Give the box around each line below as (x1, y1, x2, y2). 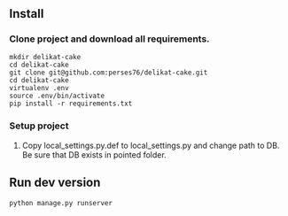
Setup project (9, 120, 69, 132)
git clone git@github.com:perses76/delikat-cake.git (9, 68, 208, 77)
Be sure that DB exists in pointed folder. (21, 149, 167, 160)
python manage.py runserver (9, 198, 113, 207)
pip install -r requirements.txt (9, 99, 133, 108)
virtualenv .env (9, 84, 69, 93)
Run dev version (9, 175, 101, 190)
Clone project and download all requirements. (9, 33, 210, 45)
